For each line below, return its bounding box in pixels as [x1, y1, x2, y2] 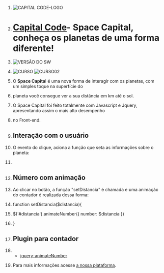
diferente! [12, 43, 55, 54]
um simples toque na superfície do [12, 83, 83, 89]
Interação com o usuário [12, 131, 89, 140]
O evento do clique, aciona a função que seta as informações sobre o [12, 144, 154, 150]
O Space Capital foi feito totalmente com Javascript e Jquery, [12, 102, 137, 108]
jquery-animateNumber [20, 253, 68, 259]
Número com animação [12, 174, 85, 182]
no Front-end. [12, 117, 41, 123]
